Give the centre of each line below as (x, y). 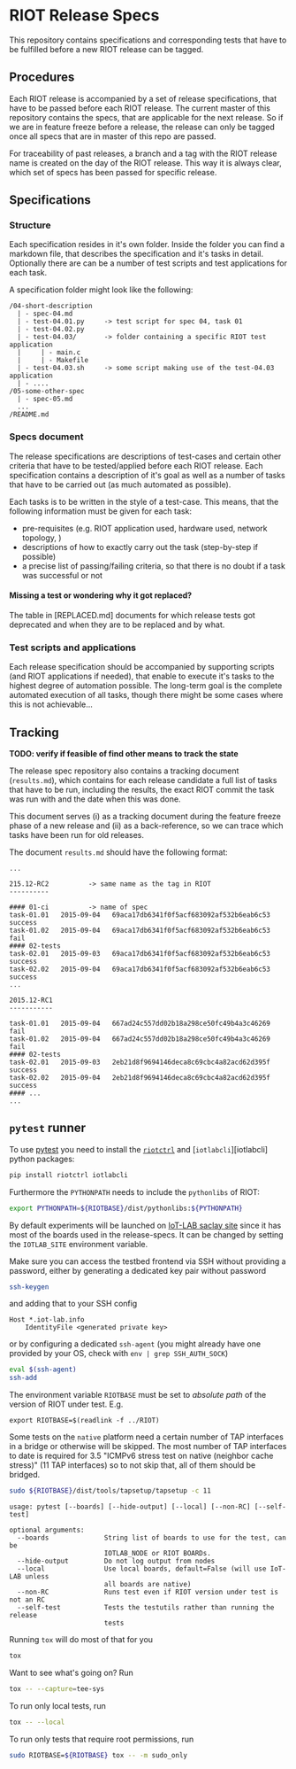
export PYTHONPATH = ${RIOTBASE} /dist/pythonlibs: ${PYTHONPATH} (126, 1208)
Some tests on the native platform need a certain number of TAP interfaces (147, 1437)
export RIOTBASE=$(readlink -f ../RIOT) (85, 1421)
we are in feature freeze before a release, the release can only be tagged (142, 127)
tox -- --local (37, 1722)
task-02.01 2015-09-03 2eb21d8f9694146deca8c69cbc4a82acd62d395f (140, 1063)
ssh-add (23, 1378)
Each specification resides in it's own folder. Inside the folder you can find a (147, 244)
